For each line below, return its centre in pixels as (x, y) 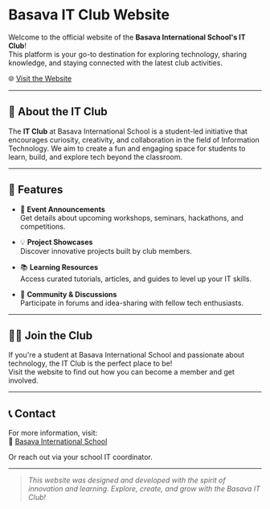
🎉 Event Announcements (63, 209)
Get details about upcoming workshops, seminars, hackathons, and (131, 217)
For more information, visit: (53, 433)
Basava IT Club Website (89, 15)
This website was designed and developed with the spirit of (127, 480)
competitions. (43, 226)
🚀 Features (36, 190)
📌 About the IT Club (58, 112)
